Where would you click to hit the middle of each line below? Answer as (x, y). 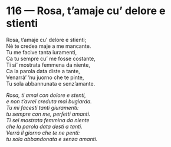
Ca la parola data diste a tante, (43, 71)
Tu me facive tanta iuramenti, (42, 52)
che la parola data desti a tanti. (44, 126)
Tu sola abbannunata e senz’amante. (51, 83)
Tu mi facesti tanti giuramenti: (42, 107)
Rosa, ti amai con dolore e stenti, (46, 95)
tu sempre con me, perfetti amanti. (48, 114)
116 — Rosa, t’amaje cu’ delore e (86, 11)
